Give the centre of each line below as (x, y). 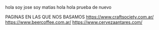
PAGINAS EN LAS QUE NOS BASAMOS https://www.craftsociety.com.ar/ (79, 17)
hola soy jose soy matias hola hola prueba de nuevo (58, 7)
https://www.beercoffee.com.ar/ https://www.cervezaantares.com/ (74, 22)
